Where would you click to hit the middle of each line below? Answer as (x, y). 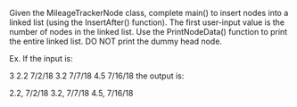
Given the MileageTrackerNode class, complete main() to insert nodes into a (149, 13)
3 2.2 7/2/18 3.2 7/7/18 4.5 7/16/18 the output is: (97, 76)
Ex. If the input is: (41, 58)
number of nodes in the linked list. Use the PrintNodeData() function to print (148, 32)
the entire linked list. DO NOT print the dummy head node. (116, 41)
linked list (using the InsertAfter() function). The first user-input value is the (147, 22)
